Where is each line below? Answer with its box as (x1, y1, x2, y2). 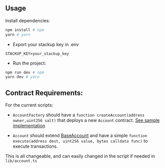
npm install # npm (5, 27, 44, 32)
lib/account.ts (5, 158, 38, 164)
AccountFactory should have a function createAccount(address (12, 112, 145, 118)
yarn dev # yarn (5, 75, 40, 80)
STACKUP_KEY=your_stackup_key (5, 51, 70, 56)
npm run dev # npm (5, 70, 44, 75)
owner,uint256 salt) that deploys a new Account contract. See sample (12, 117, 160, 123)
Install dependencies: (5, 17, 50, 23)
